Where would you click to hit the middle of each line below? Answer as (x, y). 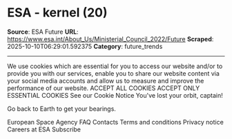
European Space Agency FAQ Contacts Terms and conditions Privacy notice (116, 122)
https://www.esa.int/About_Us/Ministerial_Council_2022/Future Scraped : (110, 39)
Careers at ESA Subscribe (44, 129)
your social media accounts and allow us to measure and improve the (106, 81)
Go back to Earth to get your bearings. (61, 109)
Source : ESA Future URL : (43, 32)
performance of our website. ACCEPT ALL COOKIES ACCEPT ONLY (104, 88)
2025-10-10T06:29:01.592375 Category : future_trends (85, 46)
